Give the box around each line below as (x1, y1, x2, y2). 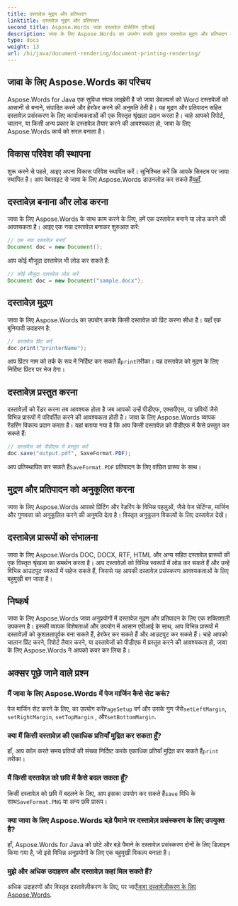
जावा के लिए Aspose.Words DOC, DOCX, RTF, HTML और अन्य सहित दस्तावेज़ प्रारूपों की (7, 550, 230, 559)
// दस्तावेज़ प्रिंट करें (7, 338, 52, 345)
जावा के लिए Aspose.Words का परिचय (7, 76, 151, 89)
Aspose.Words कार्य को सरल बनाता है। (7, 127, 106, 136)
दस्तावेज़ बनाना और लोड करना (7, 196, 108, 208)
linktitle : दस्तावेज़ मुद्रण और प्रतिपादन (7, 17, 100, 24)
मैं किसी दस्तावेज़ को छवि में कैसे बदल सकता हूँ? (7, 773, 129, 783)
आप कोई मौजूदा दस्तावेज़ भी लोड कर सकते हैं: (7, 256, 110, 265)
